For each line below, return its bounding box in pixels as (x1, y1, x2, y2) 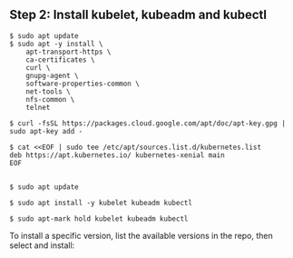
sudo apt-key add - (9, 126, 83, 135)
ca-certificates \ (25, 55, 95, 64)
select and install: (9, 240, 75, 251)
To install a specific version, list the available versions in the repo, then (9, 230, 274, 241)
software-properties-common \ (25, 79, 141, 88)
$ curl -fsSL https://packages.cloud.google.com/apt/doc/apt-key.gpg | (9, 118, 286, 128)
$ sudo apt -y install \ (9, 39, 103, 48)
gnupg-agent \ (25, 71, 79, 80)
